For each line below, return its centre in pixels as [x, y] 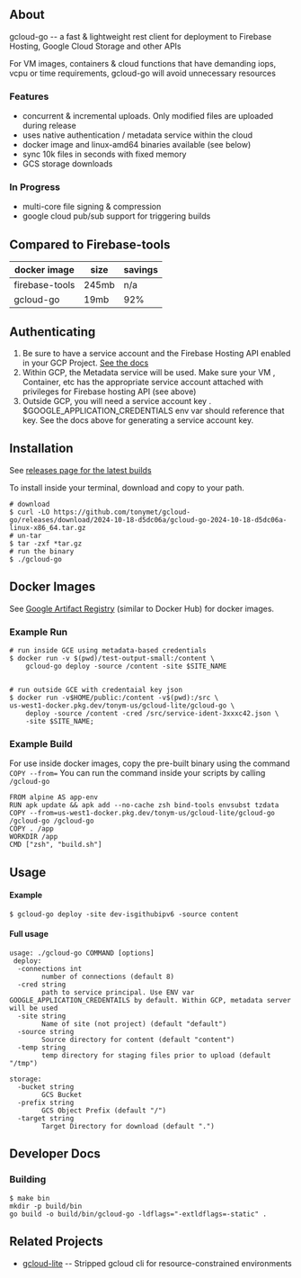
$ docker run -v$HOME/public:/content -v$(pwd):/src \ [114, 697]
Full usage [29, 934]
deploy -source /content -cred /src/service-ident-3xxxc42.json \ [152, 713]
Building [28, 1180]
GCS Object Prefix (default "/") [104, 1111]
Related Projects [56, 1242]
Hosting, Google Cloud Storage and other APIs [95, 46]
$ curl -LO [30, 512]
